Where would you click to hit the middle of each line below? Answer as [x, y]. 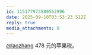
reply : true [21, 22]
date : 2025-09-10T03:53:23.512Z [46, 17]
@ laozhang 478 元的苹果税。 [42, 46]
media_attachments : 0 [33, 28]
